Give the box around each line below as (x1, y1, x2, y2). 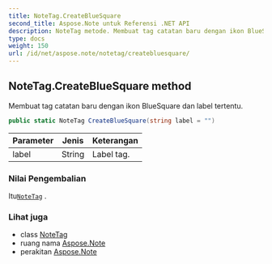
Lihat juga (8, 211, 49, 223)
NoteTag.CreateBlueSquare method (8, 79, 192, 93)
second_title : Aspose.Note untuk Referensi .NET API (8, 19, 190, 28)
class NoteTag (19, 230, 68, 240)
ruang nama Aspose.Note (19, 238, 106, 248)
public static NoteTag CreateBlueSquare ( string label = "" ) (8, 117, 216, 125)
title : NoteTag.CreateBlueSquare (8, 11, 121, 20)
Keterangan (91, 134, 139, 146)
